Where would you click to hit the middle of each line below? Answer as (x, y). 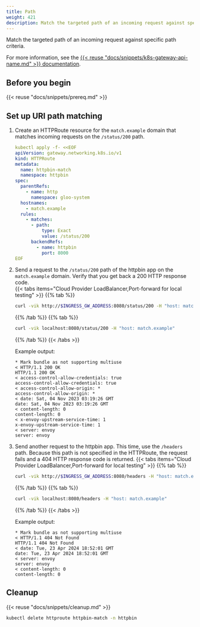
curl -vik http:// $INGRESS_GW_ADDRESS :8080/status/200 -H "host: (97, 306)
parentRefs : (35, 186)
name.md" (19, 64)
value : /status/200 (66, 236)
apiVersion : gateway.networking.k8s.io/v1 (68, 153)
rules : (29, 214)
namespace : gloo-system (60, 197)
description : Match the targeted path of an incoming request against (96, 23)
